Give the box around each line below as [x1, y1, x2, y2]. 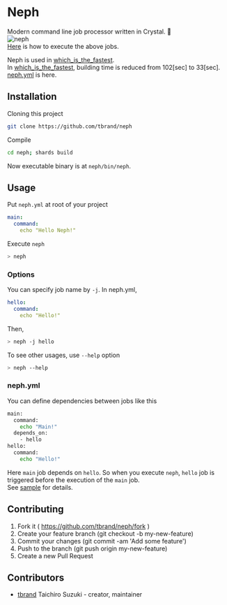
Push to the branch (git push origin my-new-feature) [17, 544, 168, 553]
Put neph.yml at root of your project [7, 201, 108, 209]
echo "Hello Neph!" [19, 227, 77, 234]
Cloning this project [7, 109, 64, 117]
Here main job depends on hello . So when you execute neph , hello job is [7, 468, 214, 476]
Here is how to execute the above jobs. [7, 42, 120, 50]
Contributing [7, 504, 64, 516]
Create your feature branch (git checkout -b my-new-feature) [17, 529, 194, 538]
